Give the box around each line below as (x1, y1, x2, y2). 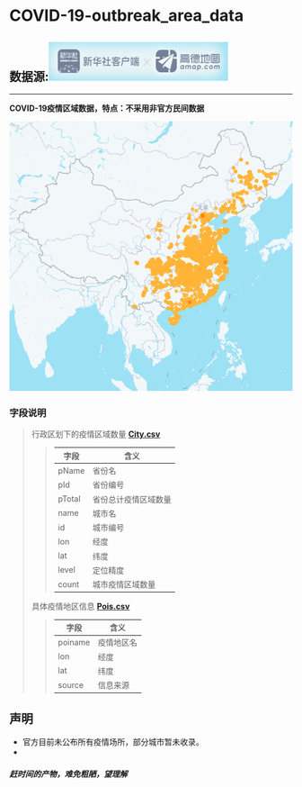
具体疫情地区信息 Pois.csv (31, 601, 130, 611)
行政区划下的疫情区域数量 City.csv (31, 429, 161, 439)
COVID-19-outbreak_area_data (9, 5, 244, 26)
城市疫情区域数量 (93, 579, 156, 590)
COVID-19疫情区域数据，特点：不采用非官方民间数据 (9, 103, 205, 113)
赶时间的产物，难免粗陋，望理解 (9, 769, 128, 780)
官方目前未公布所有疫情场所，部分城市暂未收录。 (22, 737, 204, 747)
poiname (58, 637, 91, 647)
